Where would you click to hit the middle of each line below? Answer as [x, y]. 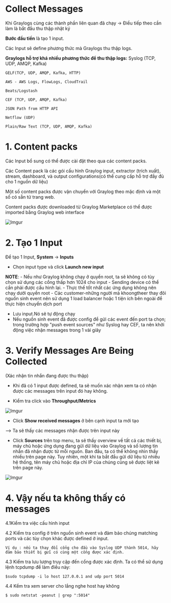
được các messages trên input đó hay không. [60, 391]
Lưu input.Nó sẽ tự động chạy [44, 313]
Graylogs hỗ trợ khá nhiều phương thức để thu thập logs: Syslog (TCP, [80, 58]
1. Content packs [42, 147]
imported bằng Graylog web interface [45, 212]
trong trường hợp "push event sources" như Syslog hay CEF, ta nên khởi [89, 324]
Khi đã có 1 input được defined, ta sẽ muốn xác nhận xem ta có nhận [84, 385]
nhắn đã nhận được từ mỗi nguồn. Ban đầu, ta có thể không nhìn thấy [85, 451]
